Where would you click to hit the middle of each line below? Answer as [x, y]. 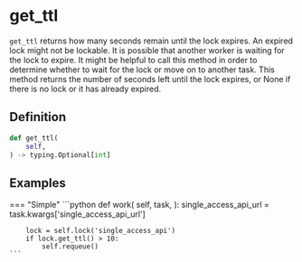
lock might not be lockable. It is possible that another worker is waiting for [147, 50]
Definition [38, 117]
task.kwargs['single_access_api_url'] [78, 214]
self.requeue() [71, 247]
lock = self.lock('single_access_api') [101, 231]
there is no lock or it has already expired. [85, 89]
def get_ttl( [34, 138]
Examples [38, 183]
